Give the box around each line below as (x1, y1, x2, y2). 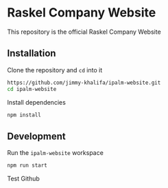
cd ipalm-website (7, 85, 57, 92)
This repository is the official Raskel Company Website (7, 28, 161, 36)
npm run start (7, 162, 48, 169)
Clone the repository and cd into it (7, 65, 103, 74)
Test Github (7, 174, 40, 183)
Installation (7, 48, 56, 59)
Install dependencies (7, 98, 67, 106)
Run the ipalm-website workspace (7, 149, 104, 157)
